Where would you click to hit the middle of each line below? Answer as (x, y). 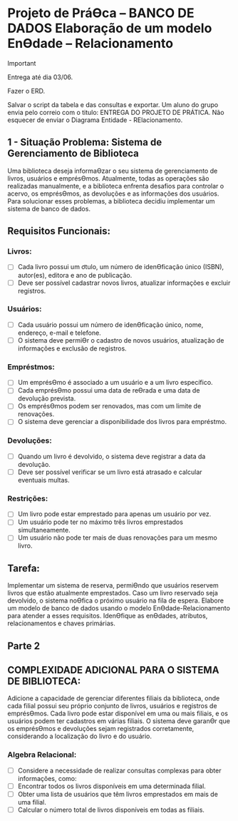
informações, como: (47, 778)
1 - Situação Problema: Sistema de (85, 142)
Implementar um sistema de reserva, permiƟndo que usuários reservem (113, 585)
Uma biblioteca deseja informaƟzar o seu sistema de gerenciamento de (113, 171)
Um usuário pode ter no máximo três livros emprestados (100, 522)
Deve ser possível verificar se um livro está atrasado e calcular (110, 472)
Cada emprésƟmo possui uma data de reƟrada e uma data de (109, 391)
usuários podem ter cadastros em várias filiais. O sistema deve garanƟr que (119, 721)
